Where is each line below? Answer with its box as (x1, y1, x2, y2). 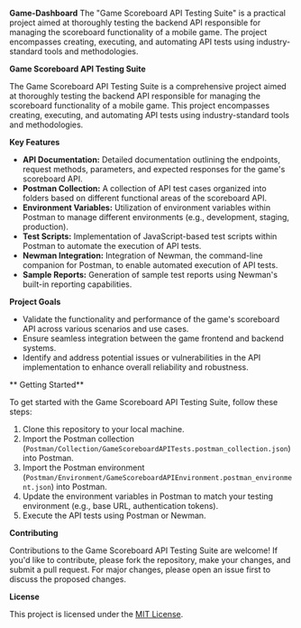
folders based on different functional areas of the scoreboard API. (22, 193, 268, 203)
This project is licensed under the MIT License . (9, 609, 184, 619)
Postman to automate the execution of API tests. (22, 241, 202, 251)
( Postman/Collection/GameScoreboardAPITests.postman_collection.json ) (22, 443, 291, 454)
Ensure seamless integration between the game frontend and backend (22, 333, 284, 344)
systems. (22, 343, 57, 353)
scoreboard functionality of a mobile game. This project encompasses (9, 100, 270, 111)
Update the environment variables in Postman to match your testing (22, 491, 273, 502)
